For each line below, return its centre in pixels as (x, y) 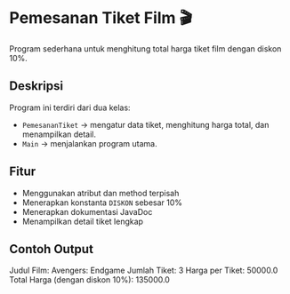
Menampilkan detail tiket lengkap (83, 221)
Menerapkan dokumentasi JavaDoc (87, 211)
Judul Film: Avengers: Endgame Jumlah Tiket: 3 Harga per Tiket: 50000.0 (144, 270)
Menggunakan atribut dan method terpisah (101, 193)
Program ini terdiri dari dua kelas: (70, 107)
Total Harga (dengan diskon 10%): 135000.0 (90, 280)
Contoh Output (51, 249)
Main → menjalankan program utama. (89, 143)
